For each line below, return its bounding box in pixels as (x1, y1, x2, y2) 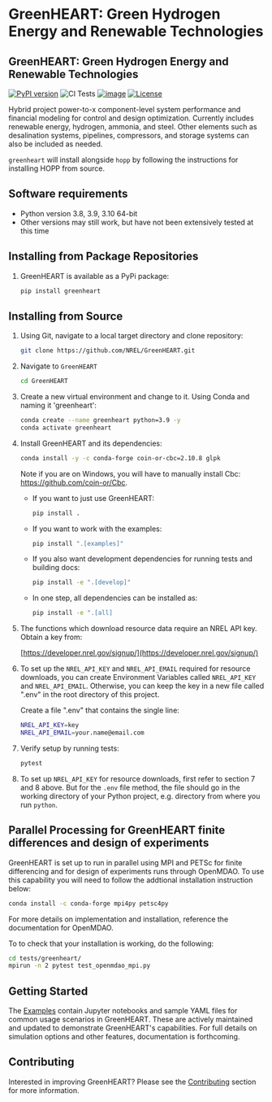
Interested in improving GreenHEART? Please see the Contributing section (8, 1077, 257, 1087)
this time (19, 225, 50, 236)
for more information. (8, 1085, 80, 1095)
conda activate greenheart (19, 424, 112, 432)
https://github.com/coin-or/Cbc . (19, 477, 128, 487)
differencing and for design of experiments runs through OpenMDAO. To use (8, 866, 265, 876)
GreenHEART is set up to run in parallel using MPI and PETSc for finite (8, 857, 243, 867)
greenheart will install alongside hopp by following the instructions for (8, 155, 239, 164)
